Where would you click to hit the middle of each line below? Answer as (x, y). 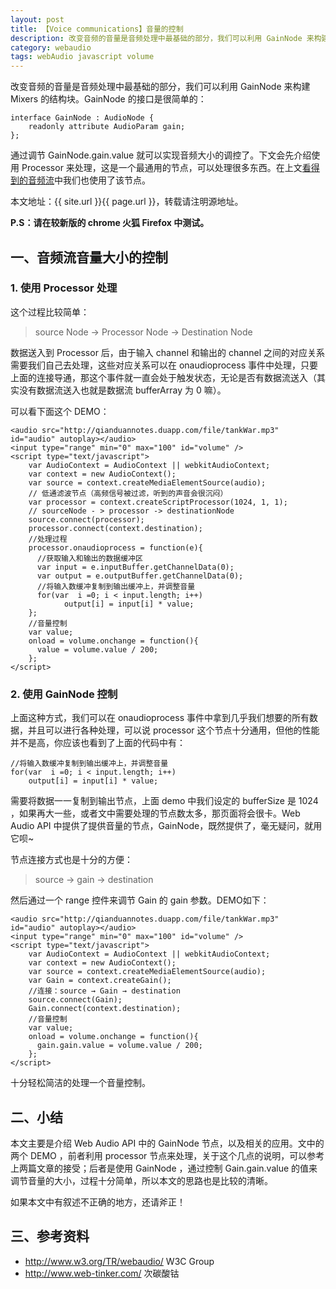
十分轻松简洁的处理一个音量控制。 (80, 1083)
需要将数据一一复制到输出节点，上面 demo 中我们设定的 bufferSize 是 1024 (164, 801)
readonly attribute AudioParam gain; (107, 127)
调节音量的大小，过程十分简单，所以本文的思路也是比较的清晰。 (141, 1180)
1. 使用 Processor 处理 (64, 288)
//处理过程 (48, 539)
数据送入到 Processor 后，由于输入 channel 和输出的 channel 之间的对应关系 (168, 352)
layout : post (37, 19)
